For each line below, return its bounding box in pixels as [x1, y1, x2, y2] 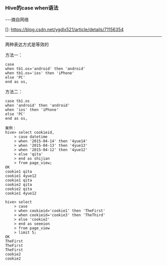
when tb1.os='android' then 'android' [5, 66, 85, 72]
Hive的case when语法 [5, 4, 59, 11]
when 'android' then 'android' [5, 103, 70, 108]
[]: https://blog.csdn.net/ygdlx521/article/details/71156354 [5, 26, 124, 33]
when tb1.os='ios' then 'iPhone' [5, 71, 75, 76]
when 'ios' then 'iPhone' [5, 107, 59, 112]
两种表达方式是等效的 [5, 41, 49, 48]
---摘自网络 [5, 16, 29, 23]
